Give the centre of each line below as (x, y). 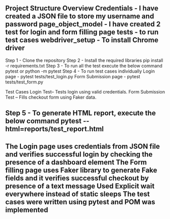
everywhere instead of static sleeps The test (78, 194)
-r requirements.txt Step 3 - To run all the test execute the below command (84, 66)
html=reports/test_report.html (55, 129)
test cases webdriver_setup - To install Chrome (82, 40)
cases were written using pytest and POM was (80, 202)
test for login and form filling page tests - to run (82, 32)
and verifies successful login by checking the (79, 154)
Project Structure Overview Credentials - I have (82, 8)
